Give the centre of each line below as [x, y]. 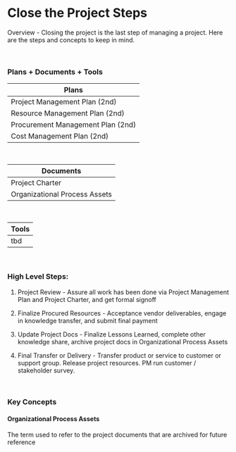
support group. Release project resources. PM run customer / [107, 363]
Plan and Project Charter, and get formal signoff [87, 299]
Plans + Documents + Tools [55, 72]
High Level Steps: [38, 277]
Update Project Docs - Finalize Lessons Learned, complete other [112, 334]
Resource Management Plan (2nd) [68, 113]
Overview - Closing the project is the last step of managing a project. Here [115, 32]
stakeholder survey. [46, 370]
